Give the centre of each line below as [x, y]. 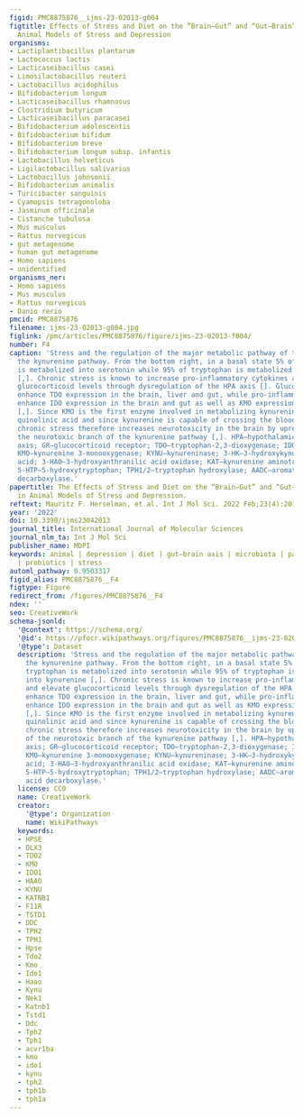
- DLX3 [30, 848]
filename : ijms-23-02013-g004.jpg [74, 328]
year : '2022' [34, 512]
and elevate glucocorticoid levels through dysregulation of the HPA [159, 688]
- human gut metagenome [54, 252]
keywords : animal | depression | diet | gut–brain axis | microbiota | [147, 554]
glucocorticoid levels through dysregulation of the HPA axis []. [145, 387]
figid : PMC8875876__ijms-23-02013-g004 [84, 18]
